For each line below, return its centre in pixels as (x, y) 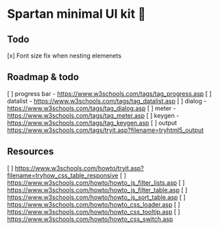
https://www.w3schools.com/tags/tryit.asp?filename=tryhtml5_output (106, 130)
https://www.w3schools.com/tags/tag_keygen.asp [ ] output (92, 123)
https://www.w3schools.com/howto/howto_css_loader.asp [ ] (94, 204)
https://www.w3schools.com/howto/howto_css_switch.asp (90, 219)
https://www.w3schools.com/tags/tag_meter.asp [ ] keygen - (93, 115)
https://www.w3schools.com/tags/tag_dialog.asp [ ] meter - (92, 108)
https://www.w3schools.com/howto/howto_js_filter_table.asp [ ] (97, 190)
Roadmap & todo (43, 77)
